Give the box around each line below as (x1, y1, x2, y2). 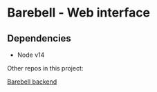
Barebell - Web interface (7, 5, 151, 21)
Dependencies (7, 33, 71, 44)
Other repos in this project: (7, 64, 84, 72)
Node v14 (17, 50, 45, 59)
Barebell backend (7, 77, 57, 86)
